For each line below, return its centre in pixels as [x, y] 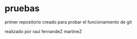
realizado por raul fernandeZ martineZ [43, 31]
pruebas [22, 9]
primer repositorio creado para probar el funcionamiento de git [68, 22]
